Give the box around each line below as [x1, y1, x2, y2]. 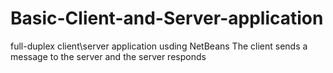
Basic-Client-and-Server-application [10, 7, 324, 30]
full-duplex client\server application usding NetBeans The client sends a [10, 40, 308, 52]
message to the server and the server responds [10, 50, 207, 62]
